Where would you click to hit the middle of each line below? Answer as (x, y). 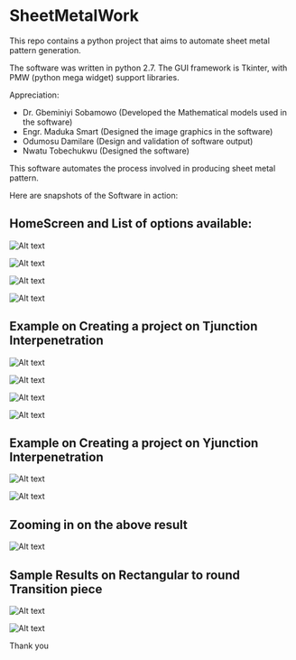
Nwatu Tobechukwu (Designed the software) (106, 151)
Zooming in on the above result (98, 525)
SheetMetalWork (74, 16)
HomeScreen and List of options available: (131, 223)
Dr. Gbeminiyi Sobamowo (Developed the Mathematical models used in (154, 112)
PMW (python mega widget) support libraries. (94, 77)
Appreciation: (34, 95)
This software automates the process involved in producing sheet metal (143, 168)
